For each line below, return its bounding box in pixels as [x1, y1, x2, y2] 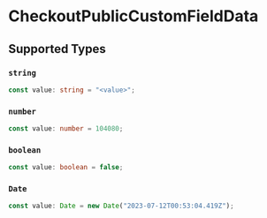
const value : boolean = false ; [8, 163, 124, 172]
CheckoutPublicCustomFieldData [8, 6, 259, 26]
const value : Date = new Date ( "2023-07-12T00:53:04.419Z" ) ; [8, 201, 235, 211]
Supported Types [8, 41, 107, 56]
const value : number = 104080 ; [8, 124, 124, 133]
